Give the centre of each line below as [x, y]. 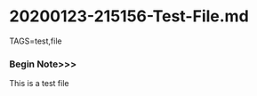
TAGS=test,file [36, 41]
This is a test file [39, 84]
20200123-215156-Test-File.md [129, 16]
